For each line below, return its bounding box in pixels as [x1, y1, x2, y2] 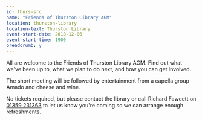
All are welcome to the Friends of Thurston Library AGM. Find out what [6, 58, 183, 66]
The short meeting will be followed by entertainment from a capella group [6, 77, 189, 84]
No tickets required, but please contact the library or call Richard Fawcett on [6, 95, 197, 103]
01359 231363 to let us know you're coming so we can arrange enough [6, 101, 183, 109]
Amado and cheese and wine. [6, 83, 80, 90]
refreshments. [6, 108, 41, 115]
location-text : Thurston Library [6, 25, 91, 32]
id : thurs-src [6, 8, 42, 15]
